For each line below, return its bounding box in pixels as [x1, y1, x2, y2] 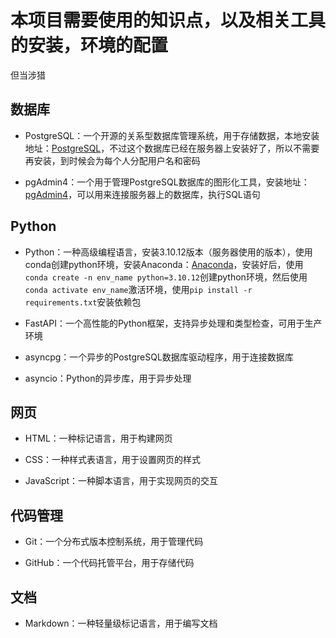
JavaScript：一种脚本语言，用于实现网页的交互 [24, 475, 219, 487]
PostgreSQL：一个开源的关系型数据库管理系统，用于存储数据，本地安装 [24, 129, 320, 141]
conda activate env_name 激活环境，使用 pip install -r [24, 283, 253, 295]
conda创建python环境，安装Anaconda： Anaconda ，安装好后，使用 [24, 258, 304, 270]
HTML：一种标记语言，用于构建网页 [24, 432, 173, 445]
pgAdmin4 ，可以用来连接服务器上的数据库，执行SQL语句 [24, 188, 261, 200]
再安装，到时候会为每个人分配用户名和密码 [24, 154, 201, 166]
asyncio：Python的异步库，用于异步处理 [24, 372, 192, 384]
